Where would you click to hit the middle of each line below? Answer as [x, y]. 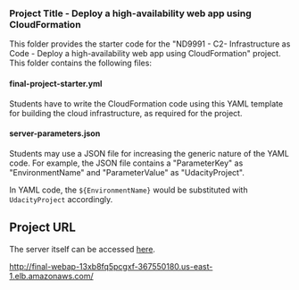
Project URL [42, 228]
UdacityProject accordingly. [61, 199]
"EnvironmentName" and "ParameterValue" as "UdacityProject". [127, 172]
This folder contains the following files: [80, 63]
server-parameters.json [55, 133]
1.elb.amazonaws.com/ [51, 276]
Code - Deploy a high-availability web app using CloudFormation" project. [145, 54]
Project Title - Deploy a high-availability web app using [130, 13]
